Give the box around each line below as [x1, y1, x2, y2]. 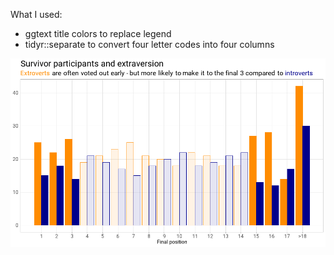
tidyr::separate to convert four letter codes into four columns [24, 39, 275, 50]
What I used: [10, 9, 63, 20]
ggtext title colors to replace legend [24, 28, 172, 39]
